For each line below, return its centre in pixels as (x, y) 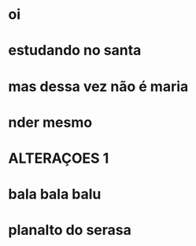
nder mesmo (50, 122)
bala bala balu (55, 195)
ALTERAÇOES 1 (59, 158)
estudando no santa (75, 51)
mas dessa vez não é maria (98, 86)
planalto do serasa (70, 230)
